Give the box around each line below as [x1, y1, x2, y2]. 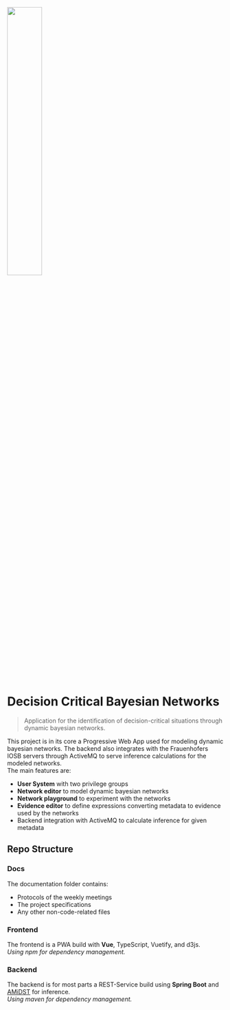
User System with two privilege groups [16, 780, 128, 788]
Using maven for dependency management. [7, 995, 133, 1003]
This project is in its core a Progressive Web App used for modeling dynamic [7, 737, 224, 745]
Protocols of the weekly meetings [16, 893, 112, 901]
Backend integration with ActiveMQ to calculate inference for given [16, 816, 207, 824]
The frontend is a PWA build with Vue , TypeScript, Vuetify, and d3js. [7, 940, 200, 948]
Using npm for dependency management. [7, 947, 126, 956]
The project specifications [16, 900, 91, 908]
